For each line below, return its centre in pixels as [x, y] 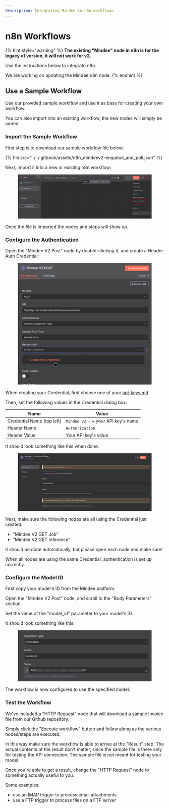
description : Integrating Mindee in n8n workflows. [61, 11]
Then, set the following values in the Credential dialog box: [66, 402]
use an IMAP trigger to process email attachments [65, 794]
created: [14, 524]
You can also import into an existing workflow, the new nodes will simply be [84, 118]
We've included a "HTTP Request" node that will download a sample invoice [84, 714]
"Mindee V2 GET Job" [36, 534]
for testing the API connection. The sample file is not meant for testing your [83, 755]
